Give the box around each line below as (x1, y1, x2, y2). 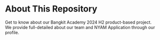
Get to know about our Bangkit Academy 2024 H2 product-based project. (5, 19, 152, 25)
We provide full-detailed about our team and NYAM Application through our (5, 24, 155, 30)
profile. (5, 29, 19, 35)
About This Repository (5, 3, 98, 14)
